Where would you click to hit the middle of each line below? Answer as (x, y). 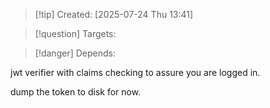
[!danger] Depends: (75, 53)
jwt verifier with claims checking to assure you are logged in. (135, 72)
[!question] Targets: (75, 33)
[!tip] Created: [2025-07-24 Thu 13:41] (114, 14)
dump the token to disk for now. (76, 92)
